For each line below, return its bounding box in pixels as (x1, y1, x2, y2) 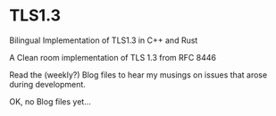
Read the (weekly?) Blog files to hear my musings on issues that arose (9, 69, 268, 80)
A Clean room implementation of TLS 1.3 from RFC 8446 (9, 52, 217, 62)
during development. (9, 79, 87, 89)
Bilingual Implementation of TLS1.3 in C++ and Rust (9, 35, 198, 46)
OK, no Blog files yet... (9, 95, 92, 107)
